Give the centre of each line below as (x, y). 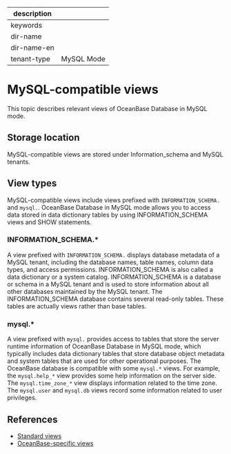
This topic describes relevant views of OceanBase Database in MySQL (108, 108)
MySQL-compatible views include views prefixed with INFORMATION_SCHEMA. (114, 200)
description (32, 13)
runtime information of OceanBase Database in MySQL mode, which (104, 346)
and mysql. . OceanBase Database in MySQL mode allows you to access (109, 207)
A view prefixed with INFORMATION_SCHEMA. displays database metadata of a (113, 255)
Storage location (43, 138)
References (32, 419)
